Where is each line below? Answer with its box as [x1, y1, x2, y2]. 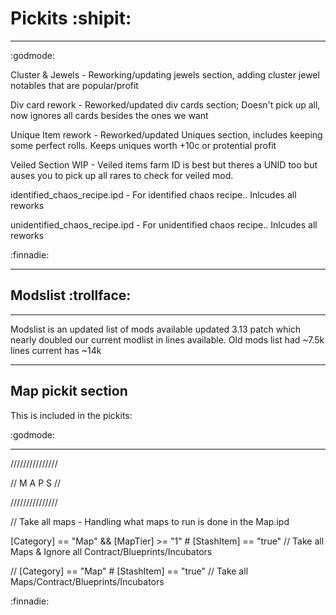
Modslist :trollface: [10, 287, 132, 304]
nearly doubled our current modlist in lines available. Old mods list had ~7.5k [10, 333, 325, 346]
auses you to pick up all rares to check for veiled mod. [10, 169, 234, 181]
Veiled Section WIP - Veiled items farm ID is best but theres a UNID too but [10, 158, 318, 171]
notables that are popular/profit [10, 79, 139, 91]
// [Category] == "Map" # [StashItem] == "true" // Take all [10, 565, 249, 577]
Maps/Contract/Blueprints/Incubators [10, 575, 165, 587]
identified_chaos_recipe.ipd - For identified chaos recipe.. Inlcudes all [10, 188, 297, 201]
